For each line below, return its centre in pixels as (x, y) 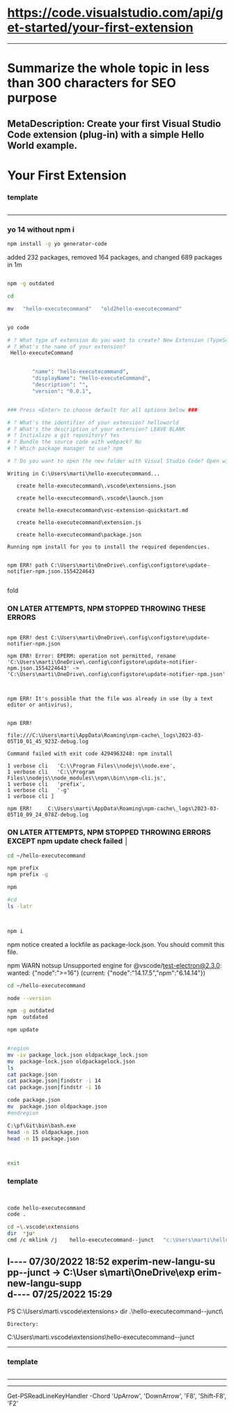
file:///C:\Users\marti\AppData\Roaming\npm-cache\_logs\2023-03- (106, 735)
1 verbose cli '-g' (39, 791)
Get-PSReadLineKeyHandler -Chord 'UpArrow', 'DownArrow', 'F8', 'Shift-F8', (117, 1396)
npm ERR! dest (28, 638)
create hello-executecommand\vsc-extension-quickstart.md (102, 510)
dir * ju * (22, 1234)
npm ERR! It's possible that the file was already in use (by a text (110, 699)
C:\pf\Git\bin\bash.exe (42, 1126)
